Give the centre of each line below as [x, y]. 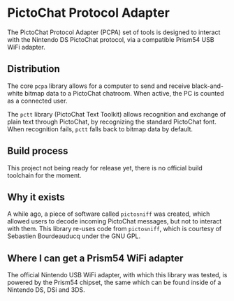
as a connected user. [37, 101]
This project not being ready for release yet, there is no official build [105, 168]
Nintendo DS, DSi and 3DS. [46, 290]
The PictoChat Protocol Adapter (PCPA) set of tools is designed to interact [114, 32]
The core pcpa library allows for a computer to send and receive [99, 86]
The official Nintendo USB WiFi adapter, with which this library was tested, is [117, 275]
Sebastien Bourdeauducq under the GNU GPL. [74, 236]
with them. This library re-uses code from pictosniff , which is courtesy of [115, 229]
